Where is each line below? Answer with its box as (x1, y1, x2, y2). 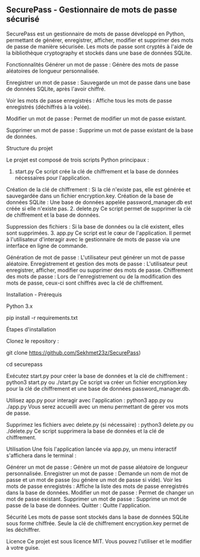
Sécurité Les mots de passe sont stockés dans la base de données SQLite (6, 513, 189, 520)
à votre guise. (6, 544, 40, 551)
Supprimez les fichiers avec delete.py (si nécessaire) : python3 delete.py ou (6, 421, 194, 428)
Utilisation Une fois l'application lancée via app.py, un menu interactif (6, 445, 177, 453)
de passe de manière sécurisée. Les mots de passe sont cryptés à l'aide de (6, 43, 193, 50)
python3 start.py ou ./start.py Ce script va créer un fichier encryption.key (6, 378, 187, 386)
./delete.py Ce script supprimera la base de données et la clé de (6, 427, 165, 435)
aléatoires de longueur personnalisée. (6, 67, 100, 74)
